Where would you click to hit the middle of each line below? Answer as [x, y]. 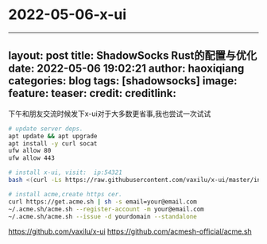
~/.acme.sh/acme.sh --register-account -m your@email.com [106, 209]
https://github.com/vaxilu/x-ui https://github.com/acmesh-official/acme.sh [130, 231]
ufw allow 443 [32, 158]
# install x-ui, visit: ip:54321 [66, 172]
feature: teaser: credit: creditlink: [93, 93]
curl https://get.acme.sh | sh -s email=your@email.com [103, 201]
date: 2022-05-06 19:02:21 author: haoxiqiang [126, 69]
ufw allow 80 [30, 151]
